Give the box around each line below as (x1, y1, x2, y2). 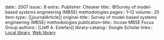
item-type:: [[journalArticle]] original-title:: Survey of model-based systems (5, 14, 157, 20)
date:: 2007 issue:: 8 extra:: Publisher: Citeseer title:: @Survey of (5, 4, 136, 10)
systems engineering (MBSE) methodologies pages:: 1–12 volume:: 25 (19, 9, 160, 15)
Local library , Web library (5, 30, 56, 35)
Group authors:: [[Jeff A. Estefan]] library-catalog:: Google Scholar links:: (5, 25, 153, 30)
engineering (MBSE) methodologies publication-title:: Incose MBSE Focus (5, 19, 154, 25)
